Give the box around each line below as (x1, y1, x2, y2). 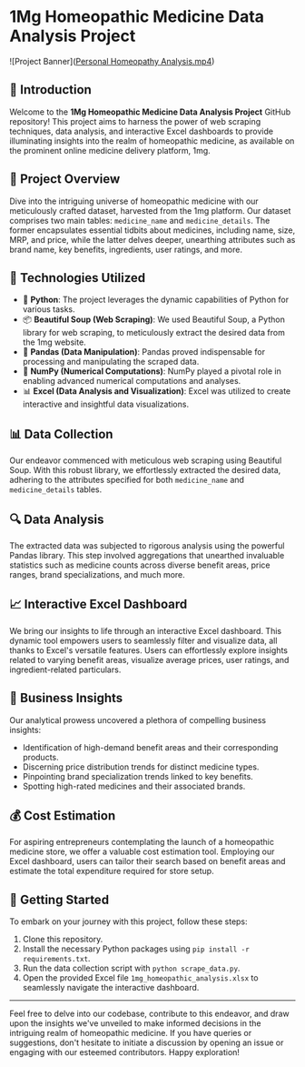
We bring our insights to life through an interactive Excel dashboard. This (9, 625, 282, 636)
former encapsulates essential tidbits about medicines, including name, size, (9, 225, 296, 236)
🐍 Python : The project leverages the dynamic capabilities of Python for (22, 294, 289, 306)
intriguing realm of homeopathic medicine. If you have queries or (9, 1028, 252, 1039)
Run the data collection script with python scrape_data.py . (22, 962, 241, 974)
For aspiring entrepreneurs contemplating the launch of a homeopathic (9, 837, 275, 848)
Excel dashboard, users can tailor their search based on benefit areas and (9, 856, 286, 867)
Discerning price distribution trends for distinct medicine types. (22, 761, 260, 772)
